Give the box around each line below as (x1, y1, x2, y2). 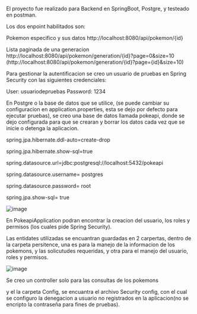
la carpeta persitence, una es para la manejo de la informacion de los (6, 241, 175, 248)
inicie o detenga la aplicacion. (6, 125, 79, 131)
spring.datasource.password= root (6, 183, 91, 189)
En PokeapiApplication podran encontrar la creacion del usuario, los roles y (6, 217, 190, 224)
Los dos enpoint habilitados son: (6, 23, 86, 30)
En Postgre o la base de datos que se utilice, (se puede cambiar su (6, 99, 170, 106)
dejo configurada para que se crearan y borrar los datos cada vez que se (6, 118, 185, 125)
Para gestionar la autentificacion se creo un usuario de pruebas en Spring (6, 70, 187, 77)
